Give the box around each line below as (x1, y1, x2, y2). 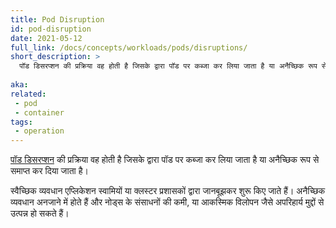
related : (10, 89, 47, 99)
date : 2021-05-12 (10, 33, 83, 43)
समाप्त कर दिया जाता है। (10, 165, 89, 177)
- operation (14, 126, 65, 136)
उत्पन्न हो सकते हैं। (10, 207, 70, 220)
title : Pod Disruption (10, 14, 105, 25)
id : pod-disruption (10, 24, 92, 34)
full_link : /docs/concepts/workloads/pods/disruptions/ (10, 42, 248, 53)
